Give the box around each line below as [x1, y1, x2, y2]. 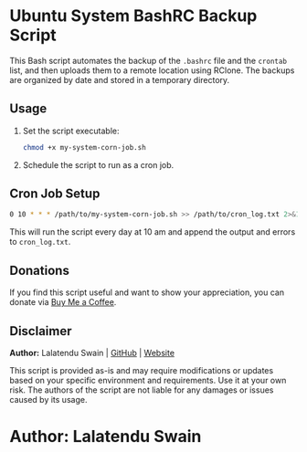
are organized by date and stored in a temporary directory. [9, 74, 230, 85]
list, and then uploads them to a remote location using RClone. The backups [9, 65, 295, 76]
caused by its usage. [9, 394, 88, 405]
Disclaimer [9, 323, 72, 339]
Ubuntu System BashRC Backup [9, 5, 258, 26]
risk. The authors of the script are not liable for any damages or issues [9, 384, 274, 395]
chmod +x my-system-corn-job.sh [22, 142, 146, 152]
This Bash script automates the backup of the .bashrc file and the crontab [9, 55, 288, 66]
